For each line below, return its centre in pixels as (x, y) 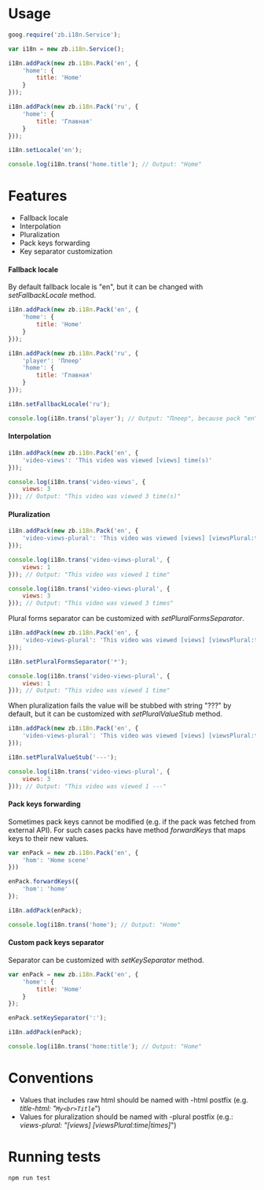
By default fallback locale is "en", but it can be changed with (106, 287)
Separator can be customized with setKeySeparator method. (106, 960)
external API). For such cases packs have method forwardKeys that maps (127, 830)
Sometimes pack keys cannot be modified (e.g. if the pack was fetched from (132, 821)
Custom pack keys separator (56, 943)
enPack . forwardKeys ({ (44, 882)
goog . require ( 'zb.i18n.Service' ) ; (65, 35)
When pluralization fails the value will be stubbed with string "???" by (120, 705)
